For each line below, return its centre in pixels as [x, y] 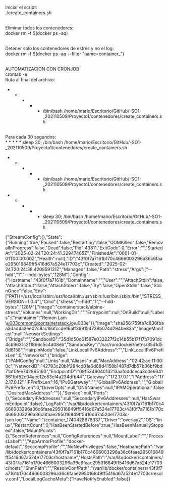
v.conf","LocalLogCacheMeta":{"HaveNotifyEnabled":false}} [68, 479]
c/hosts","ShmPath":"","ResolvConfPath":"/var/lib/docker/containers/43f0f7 [84, 468]
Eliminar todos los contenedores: [39, 28]
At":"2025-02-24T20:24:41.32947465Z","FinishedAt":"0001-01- [72, 253]
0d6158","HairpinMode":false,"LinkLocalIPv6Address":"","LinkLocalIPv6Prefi [84, 350]
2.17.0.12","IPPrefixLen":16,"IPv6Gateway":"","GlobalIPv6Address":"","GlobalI [84, 382]
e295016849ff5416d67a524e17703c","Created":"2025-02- [66, 264]
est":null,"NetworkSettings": [35, 334]
